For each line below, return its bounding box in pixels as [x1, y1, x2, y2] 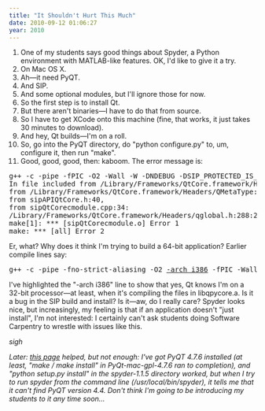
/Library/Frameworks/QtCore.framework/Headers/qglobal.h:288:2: [9, 211, 263, 220]
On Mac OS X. [20, 65, 67, 74]
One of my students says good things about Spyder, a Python [20, 48, 219, 57]
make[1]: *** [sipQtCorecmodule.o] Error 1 [9, 219, 179, 228]
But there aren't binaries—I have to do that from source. [20, 106, 201, 116]
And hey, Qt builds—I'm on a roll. [20, 131, 127, 141]
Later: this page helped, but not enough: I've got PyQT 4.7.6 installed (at [9, 352, 243, 362]
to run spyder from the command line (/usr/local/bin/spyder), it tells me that [9, 377, 254, 387]
